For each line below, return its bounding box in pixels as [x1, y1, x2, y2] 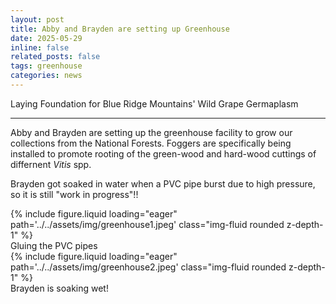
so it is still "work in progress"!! [10, 188, 139, 200]
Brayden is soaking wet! [10, 282, 109, 294]
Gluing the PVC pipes [10, 239, 98, 251]
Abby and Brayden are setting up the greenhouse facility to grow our [10, 126, 293, 138]
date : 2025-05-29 [10, 33, 83, 43]
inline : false [10, 42, 70, 53]
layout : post [10, 14, 65, 25]
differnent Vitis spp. [10, 158, 92, 170]
